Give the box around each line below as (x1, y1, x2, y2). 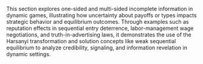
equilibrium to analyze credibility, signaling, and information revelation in (6, 44, 187, 51)
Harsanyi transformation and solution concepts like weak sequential (6, 38, 176, 44)
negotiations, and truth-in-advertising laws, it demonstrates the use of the (6, 31, 191, 38)
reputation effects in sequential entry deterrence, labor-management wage (6, 24, 194, 32)
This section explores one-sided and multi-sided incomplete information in (6, 5, 193, 12)
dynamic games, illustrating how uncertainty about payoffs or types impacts (6, 12, 197, 19)
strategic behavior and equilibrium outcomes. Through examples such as (6, 18, 190, 25)
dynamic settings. (6, 51, 51, 57)
